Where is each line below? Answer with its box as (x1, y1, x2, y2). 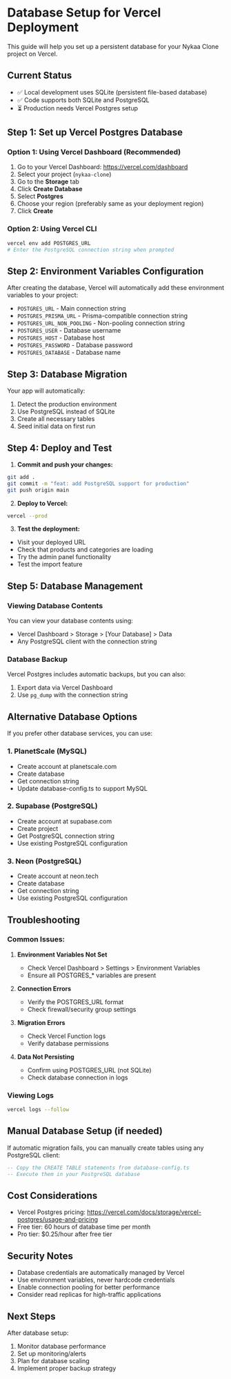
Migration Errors (17, 1018, 66, 1026)
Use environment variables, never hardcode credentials (17, 1275, 175, 1284)
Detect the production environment (17, 400, 117, 409)
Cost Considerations (7, 1189, 98, 1202)
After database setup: (7, 1329, 69, 1337)
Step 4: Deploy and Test (7, 442, 112, 453)
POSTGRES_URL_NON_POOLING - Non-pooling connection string (17, 319, 185, 327)
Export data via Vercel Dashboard (17, 683, 113, 692)
